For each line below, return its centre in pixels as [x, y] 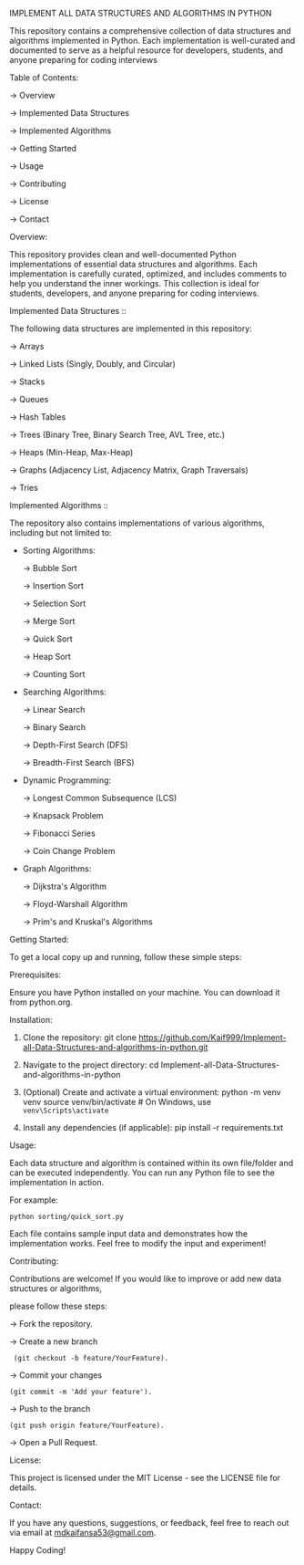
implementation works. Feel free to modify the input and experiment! [138, 1243]
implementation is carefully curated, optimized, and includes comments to [148, 274]
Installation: [31, 1020]
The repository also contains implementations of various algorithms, [137, 523]
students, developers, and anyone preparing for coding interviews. [134, 293]
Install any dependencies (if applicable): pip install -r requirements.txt [153, 1127]
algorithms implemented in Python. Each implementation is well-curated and [152, 41]
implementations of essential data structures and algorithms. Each [133, 264]
